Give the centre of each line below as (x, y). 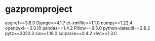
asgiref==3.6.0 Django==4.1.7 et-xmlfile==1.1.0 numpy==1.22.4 (69, 23)
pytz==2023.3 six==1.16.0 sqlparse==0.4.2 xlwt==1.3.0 (61, 33)
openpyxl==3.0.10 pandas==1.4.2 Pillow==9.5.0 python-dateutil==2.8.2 (78, 28)
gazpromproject (39, 9)
